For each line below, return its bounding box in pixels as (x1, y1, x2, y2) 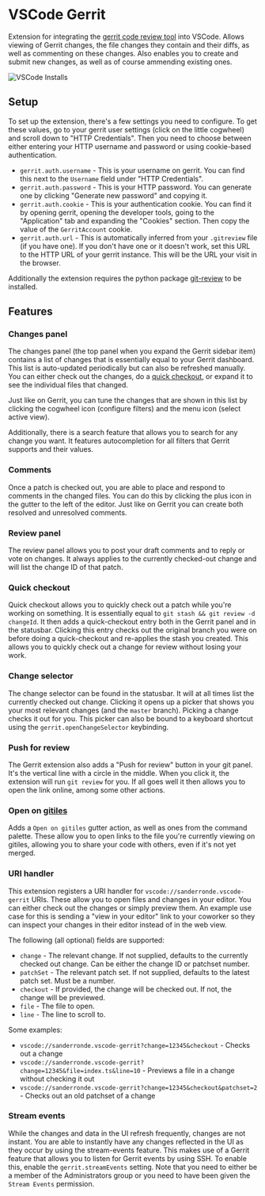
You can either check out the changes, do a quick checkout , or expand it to (8, 372, 253, 381)
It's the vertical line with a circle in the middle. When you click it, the (8, 768, 229, 778)
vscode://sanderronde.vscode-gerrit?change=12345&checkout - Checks (19, 1040, 251, 1049)
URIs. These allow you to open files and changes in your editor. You (31, 894, 252, 904)
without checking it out (19, 1074, 95, 1083)
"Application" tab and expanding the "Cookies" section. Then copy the (19, 216, 250, 225)
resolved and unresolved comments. (8, 507, 127, 517)
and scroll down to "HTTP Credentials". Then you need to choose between (8, 133, 252, 143)
